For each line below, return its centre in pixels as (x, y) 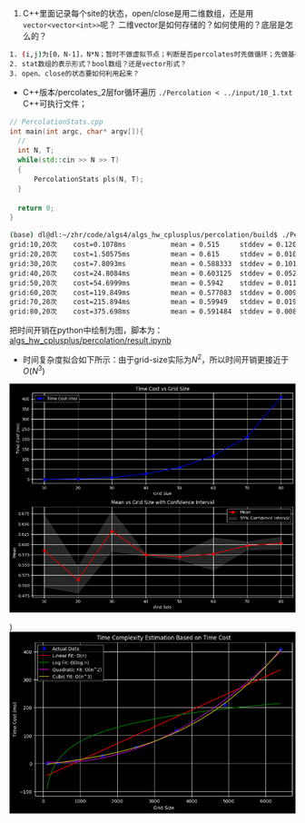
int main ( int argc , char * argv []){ (77, 131)
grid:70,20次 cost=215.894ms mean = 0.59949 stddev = (141, 302)
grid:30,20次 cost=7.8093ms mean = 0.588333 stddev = (141, 263)
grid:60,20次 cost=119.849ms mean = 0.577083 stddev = (141, 293)
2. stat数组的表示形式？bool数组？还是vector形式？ (98, 64)
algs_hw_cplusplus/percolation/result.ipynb (91, 341)
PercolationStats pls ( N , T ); (89, 179)
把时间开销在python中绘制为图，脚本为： (86, 331)
